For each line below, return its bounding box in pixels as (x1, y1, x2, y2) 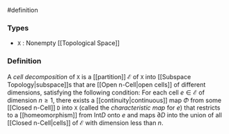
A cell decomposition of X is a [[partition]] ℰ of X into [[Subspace (7, 72, 191, 81)
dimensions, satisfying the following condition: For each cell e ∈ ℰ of (7, 88, 205, 97)
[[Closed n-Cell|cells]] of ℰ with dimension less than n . (7, 118, 164, 127)
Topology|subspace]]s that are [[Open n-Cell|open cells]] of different (7, 80, 206, 89)
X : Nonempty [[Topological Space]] (17, 39, 120, 47)
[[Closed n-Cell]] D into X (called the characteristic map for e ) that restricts (7, 103, 221, 112)
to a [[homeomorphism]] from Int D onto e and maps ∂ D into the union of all (7, 110, 223, 119)
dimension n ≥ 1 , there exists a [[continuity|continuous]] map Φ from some (7, 96, 222, 104)
